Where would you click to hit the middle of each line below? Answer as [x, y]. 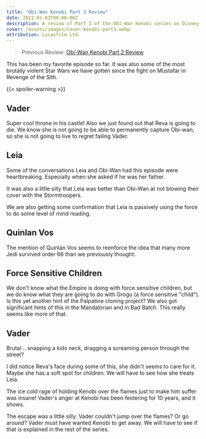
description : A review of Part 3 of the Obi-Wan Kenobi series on [93, 23]
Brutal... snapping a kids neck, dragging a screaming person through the [98, 348]
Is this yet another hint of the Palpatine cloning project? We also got [92, 301]
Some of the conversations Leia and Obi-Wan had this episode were [92, 170]
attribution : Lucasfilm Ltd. [44, 35]
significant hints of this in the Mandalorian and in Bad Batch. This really [96, 308]
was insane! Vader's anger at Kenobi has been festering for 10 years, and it [101, 398]
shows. [15, 405]
